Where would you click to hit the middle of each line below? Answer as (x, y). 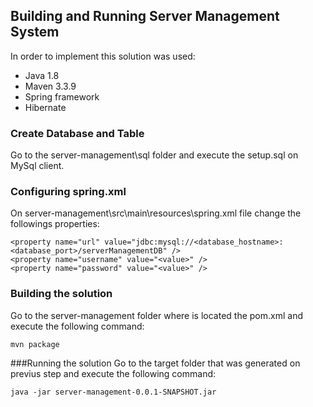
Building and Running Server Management (145, 16)
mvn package (35, 344)
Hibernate (45, 107)
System (35, 32)
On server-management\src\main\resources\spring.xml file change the (156, 213)
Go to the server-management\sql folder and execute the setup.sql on (154, 155)
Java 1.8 (42, 75)
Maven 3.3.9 (50, 86)
